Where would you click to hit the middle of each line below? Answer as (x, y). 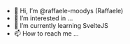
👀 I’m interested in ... (43, 18)
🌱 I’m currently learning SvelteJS (61, 25)
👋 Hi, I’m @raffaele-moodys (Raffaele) (68, 11)
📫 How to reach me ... (46, 34)
